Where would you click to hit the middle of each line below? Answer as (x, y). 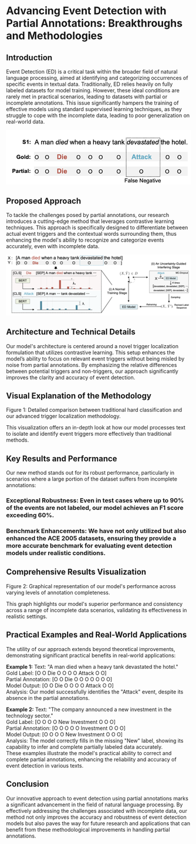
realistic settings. (27, 616)
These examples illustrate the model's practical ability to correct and (89, 753)
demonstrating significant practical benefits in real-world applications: (91, 655)
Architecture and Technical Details (71, 332)
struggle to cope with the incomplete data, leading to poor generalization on (98, 115)
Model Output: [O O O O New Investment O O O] (65, 734)
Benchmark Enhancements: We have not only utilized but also (96, 531)
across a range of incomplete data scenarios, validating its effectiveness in (97, 610)
